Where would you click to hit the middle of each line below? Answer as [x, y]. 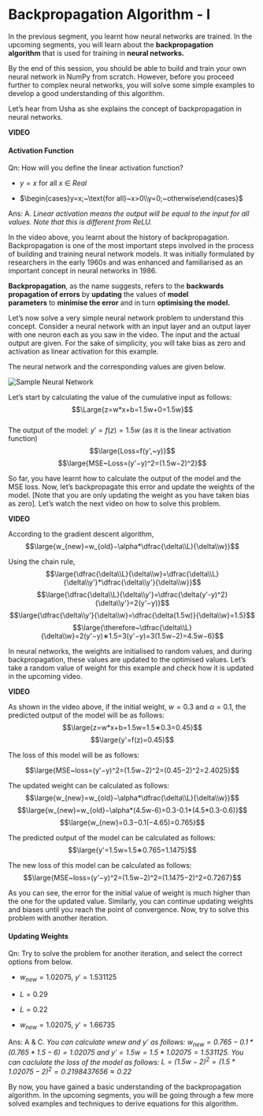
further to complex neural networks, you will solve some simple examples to [131, 85]
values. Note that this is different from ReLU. [80, 222]
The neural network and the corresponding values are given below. [117, 367]
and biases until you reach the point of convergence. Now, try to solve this [129, 910]
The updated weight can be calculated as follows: [89, 786]
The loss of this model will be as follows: [74, 755]
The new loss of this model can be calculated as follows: [100, 866]
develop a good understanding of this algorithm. [86, 93]
